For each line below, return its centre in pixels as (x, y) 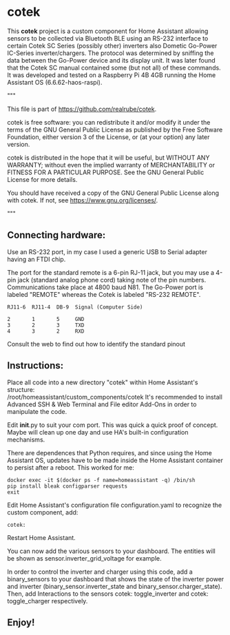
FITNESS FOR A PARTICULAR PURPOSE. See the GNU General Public (106, 172)
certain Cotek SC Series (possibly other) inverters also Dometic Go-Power (112, 45)
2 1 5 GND (46, 319)
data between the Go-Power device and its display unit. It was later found (111, 60)
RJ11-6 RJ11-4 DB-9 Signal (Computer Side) (75, 307)
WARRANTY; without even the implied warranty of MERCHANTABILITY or (111, 165)
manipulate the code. (37, 411)
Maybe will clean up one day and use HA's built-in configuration (98, 432)
